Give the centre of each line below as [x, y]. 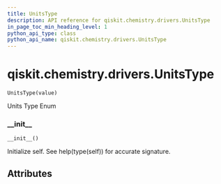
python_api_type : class [42, 33]
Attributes [30, 173]
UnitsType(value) [32, 93]
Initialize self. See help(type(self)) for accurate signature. [89, 152]
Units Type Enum [32, 106]
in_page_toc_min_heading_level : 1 [58, 27]
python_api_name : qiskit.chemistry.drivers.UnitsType [87, 40]
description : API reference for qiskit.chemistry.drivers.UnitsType [109, 20]
